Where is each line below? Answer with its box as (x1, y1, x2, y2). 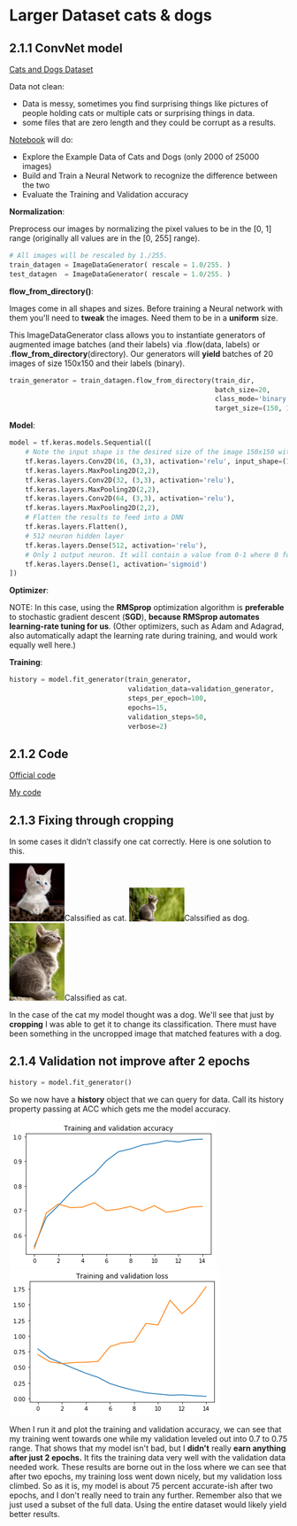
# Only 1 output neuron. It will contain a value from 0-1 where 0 (25, 550, 278, 559)
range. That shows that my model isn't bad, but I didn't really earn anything (9, 1443, 286, 1453)
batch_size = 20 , (215, 385, 271, 394)
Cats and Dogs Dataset (9, 64, 94, 74)
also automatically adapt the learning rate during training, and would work (9, 631, 278, 641)
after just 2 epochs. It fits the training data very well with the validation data (9, 1452, 286, 1463)
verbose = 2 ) (127, 722, 168, 731)
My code (9, 787, 42, 798)
